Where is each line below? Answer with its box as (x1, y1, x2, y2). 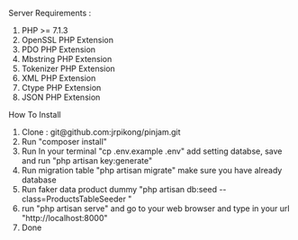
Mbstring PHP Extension (21, 54, 113, 64)
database (21, 174, 57, 185)
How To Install (8, 110, 61, 120)
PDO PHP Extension (21, 44, 96, 55)
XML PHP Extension (21, 73, 96, 84)
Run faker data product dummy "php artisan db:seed (21, 184, 218, 194)
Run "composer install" (21, 137, 107, 147)
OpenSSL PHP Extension (21, 35, 114, 45)
